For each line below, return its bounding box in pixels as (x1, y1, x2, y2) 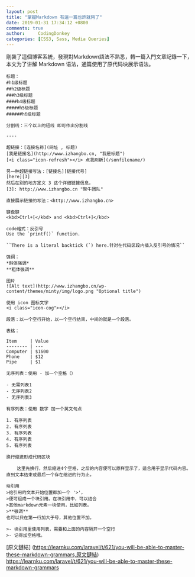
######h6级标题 (6, 111, 41, 117)
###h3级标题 (6, 92, 33, 98)
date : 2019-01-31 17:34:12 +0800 (6, 20, 89, 25)
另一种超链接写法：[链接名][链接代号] (6, 169, 87, 175)
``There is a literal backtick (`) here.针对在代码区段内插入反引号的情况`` (6, 243, 185, 249)
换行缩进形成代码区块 (6, 454, 50, 460)
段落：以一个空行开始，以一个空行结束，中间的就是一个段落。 (6, 317, 134, 323)
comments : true (6, 25, 44, 31)
